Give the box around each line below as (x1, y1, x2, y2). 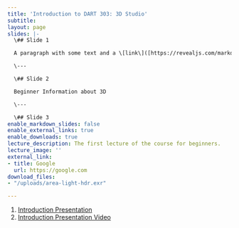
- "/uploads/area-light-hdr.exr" (7, 180, 107, 187)
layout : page (7, 23, 46, 31)
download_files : (7, 173, 55, 180)
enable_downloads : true (7, 134, 78, 141)
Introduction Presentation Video (17, 213, 112, 222)
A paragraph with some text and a (14, 50, 116, 57)
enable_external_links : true (7, 127, 94, 134)
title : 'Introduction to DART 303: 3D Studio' (7, 10, 148, 18)
